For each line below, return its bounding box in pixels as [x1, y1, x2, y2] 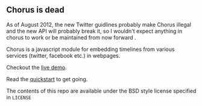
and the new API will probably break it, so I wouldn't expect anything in [6, 27, 183, 35]
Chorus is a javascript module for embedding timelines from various [6, 45, 175, 53]
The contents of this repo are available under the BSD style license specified [6, 87, 197, 94]
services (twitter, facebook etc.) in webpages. [6, 51, 121, 59]
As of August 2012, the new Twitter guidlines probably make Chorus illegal [6, 21, 192, 28]
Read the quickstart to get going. [6, 75, 88, 82]
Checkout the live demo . [6, 64, 68, 71]
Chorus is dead [6, 5, 65, 15]
